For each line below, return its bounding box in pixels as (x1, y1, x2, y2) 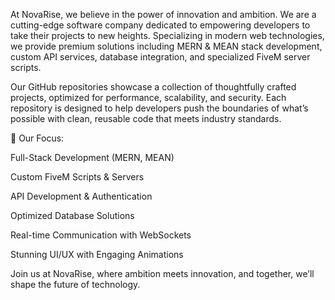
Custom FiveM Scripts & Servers (10, 171, 145, 183)
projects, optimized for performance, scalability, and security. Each (10, 92, 287, 103)
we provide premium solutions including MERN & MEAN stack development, (10, 40, 323, 52)
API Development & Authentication (10, 190, 153, 202)
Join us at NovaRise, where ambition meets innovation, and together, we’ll (10, 268, 315, 279)
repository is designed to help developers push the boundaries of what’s (10, 102, 309, 114)
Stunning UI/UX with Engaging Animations (10, 249, 184, 260)
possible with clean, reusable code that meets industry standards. (10, 113, 282, 124)
